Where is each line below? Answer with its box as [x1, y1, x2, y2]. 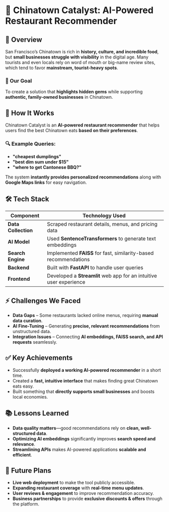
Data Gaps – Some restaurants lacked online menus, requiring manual [12, 312, 158, 318]
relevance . [12, 441, 36, 447]
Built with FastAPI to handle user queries [47, 264, 143, 271]
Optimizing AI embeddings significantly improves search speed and [12, 435, 156, 441]
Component [10, 212, 40, 219]
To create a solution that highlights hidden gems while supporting [5, 89, 143, 95]
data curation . [12, 317, 43, 324]
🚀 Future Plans [5, 466, 52, 475]
